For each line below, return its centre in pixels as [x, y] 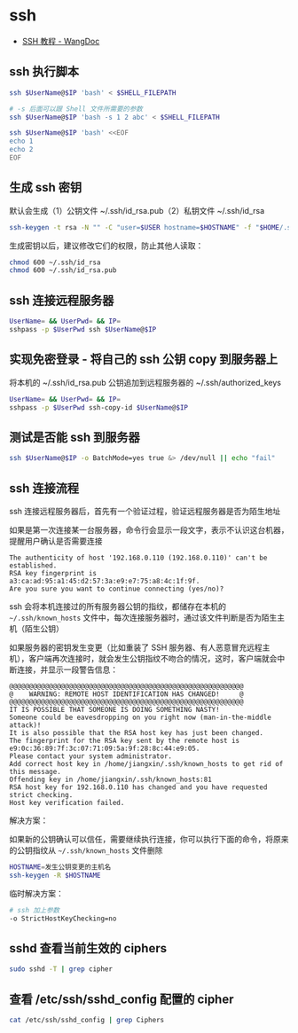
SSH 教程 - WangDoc [61, 41]
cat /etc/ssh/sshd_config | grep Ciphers [87, 1020]
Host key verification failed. [67, 802]
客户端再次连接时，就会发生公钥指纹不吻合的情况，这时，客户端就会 [153, 658]
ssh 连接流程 [44, 488]
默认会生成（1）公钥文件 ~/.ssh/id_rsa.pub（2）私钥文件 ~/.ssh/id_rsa [137, 210]
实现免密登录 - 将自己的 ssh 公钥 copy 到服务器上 [143, 360]
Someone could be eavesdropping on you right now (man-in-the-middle [141, 717]
